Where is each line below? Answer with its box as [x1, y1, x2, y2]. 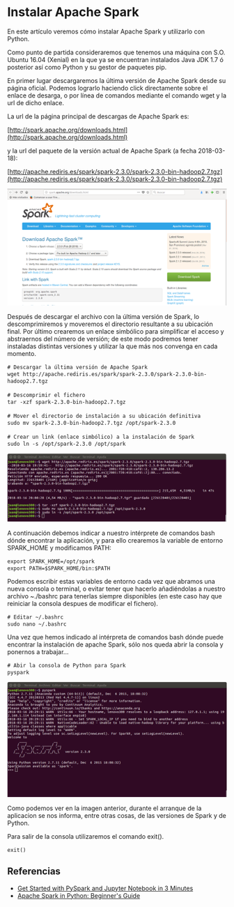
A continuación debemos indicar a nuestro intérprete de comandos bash [7, 529, 215, 537]
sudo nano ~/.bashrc [7, 621, 68, 628]
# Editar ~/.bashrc [7, 614, 64, 621]
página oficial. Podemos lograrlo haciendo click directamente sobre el [7, 84, 208, 92]
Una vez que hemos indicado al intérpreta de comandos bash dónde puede [7, 633, 224, 642]
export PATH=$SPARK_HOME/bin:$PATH [7, 565, 111, 572]
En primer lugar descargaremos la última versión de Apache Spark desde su [7, 76, 226, 84]
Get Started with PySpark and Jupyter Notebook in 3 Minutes [17, 884, 194, 892]
